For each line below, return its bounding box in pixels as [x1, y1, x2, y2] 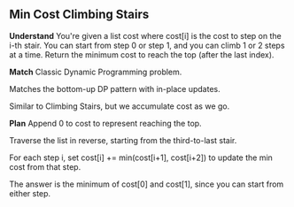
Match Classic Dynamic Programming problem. [9, 66, 182, 77]
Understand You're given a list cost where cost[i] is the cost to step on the [9, 30, 282, 41]
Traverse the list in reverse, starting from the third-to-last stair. [9, 134, 237, 145]
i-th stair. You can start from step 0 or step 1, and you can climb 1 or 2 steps [9, 40, 285, 50]
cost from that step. [9, 161, 81, 172]
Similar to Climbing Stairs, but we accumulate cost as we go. [9, 101, 230, 111]
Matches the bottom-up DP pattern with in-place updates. [9, 83, 220, 94]
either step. [9, 188, 51, 198]
